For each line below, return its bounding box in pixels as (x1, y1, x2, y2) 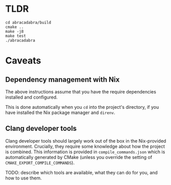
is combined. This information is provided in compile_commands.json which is (5, 149, 165, 155)
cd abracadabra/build (5, 20, 52, 25)
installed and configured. (5, 94, 58, 100)
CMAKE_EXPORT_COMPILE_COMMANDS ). (5, 159, 75, 166)
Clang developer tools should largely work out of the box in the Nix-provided (5, 137, 166, 144)
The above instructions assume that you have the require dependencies (5, 88, 157, 95)
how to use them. (5, 175, 42, 181)
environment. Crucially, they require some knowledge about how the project (5, 143, 165, 149)
